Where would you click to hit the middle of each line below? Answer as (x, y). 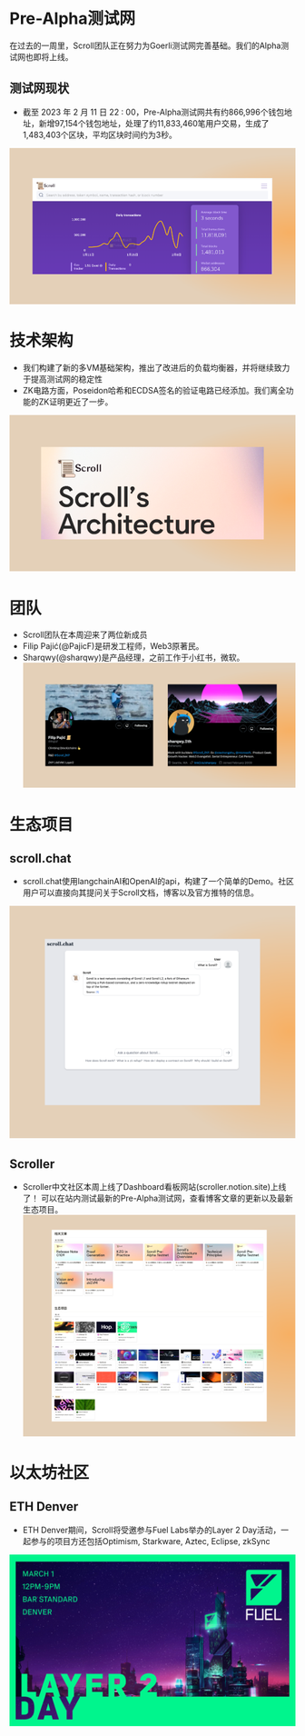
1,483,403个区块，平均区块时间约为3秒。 (99, 135)
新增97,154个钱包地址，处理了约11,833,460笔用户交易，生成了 (154, 123)
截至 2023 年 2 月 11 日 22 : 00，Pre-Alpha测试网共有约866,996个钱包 (153, 112)
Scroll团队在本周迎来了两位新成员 (85, 635)
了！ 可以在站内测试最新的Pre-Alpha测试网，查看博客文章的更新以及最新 (157, 1198)
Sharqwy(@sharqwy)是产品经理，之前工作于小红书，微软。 (133, 658)
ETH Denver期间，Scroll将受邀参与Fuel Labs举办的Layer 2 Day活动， (152, 1530)
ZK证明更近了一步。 (76, 402)
